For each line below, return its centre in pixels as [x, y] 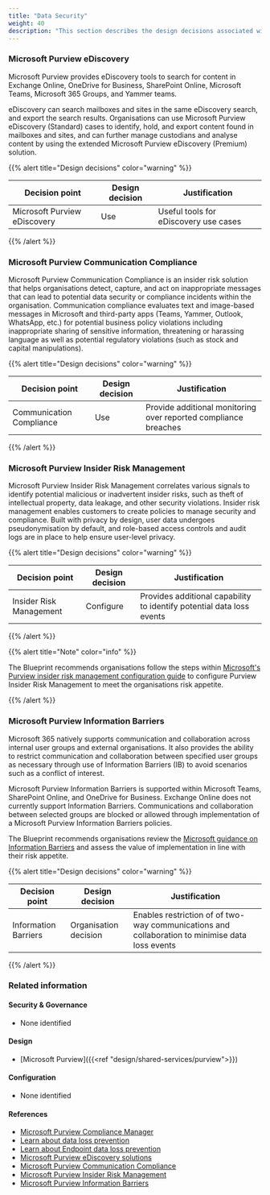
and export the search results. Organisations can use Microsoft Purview [127, 118]
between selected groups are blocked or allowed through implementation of [134, 814]
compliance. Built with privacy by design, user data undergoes [112, 520]
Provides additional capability [196, 596]
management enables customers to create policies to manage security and [132, 512]
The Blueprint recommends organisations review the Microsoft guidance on [133, 838]
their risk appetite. [39, 856]
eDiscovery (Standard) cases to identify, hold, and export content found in [131, 127]
